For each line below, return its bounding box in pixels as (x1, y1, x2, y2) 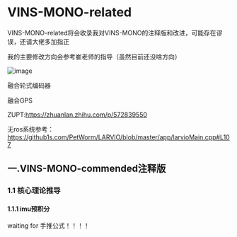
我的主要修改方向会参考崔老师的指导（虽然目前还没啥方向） (7, 52, 181, 61)
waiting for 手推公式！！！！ (7, 221, 90, 230)
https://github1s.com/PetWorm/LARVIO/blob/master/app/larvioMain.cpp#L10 (7, 132, 230, 141)
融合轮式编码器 (7, 81, 51, 89)
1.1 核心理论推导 (7, 185, 62, 195)
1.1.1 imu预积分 (7, 204, 50, 213)
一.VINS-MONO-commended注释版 (7, 163, 166, 175)
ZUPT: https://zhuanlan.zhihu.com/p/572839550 (7, 110, 147, 119)
